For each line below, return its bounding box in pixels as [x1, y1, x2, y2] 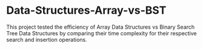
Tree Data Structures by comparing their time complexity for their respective [6, 29, 197, 36]
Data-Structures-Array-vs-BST [6, 4, 167, 17]
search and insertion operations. [6, 36, 88, 43]
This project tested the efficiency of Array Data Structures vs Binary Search [6, 23, 195, 30]
